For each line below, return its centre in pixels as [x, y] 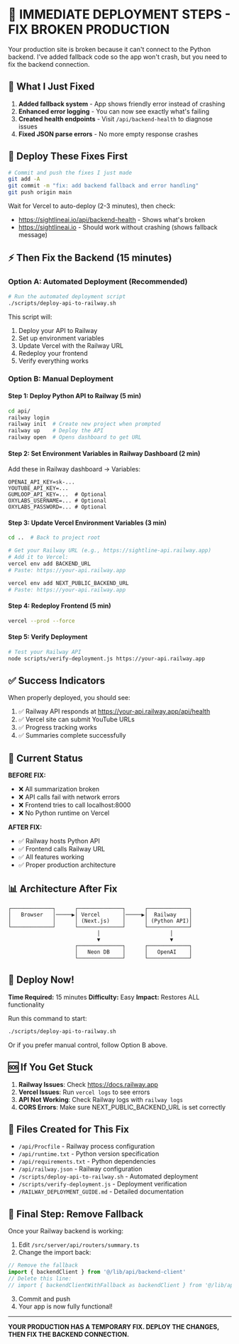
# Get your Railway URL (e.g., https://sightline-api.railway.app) [110, 551]
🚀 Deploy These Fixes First [68, 157]
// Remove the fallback [43, 1266]
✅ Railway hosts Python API [59, 841]
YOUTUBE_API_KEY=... [39, 488]
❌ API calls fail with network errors [69, 797]
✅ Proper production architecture [67, 865]
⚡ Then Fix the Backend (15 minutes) [90, 258]
